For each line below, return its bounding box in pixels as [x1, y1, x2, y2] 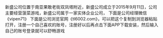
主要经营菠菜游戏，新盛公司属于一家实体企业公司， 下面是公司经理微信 [5, 10, 147, 16]
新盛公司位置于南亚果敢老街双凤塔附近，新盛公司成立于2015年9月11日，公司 [5, 4, 157, 9]
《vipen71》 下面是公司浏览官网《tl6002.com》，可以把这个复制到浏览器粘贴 [5, 16, 158, 21]
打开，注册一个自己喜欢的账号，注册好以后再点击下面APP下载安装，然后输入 [5, 22, 159, 28]
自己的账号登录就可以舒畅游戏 [5, 28, 65, 33]
